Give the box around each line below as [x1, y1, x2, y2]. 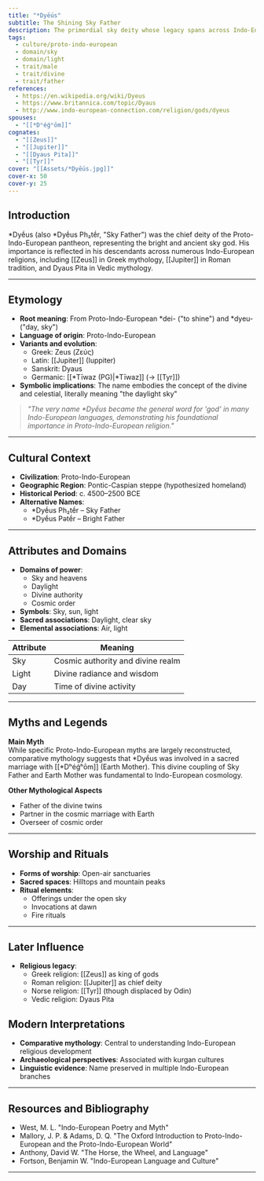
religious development [19, 1047, 92, 1056]
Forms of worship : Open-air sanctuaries [19, 868, 151, 877]
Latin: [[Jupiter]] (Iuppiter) [31, 355, 116, 366]
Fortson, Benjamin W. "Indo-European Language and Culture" [19, 1157, 219, 1166]
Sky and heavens [31, 573, 88, 583]
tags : [8, 33, 26, 42]
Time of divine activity [53, 681, 136, 692]
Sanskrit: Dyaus [31, 364, 82, 373]
